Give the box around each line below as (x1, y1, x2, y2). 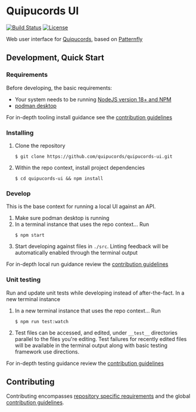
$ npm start (14, 233, 45, 238)
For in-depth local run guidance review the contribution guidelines (6, 261, 169, 268)
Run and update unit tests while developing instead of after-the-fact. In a (6, 289, 185, 296)
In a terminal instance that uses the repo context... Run (14, 221, 150, 228)
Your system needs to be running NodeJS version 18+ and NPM (14, 95, 172, 103)
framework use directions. (14, 348, 79, 355)
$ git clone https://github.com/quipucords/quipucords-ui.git (14, 153, 173, 159)
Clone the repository (14, 142, 66, 149)
